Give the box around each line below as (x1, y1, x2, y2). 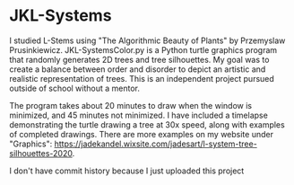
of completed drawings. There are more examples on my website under (9, 128, 273, 139)
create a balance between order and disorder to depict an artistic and (9, 64, 266, 75)
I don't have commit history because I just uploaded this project (9, 165, 245, 176)
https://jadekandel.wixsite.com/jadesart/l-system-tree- (54, 138, 257, 149)
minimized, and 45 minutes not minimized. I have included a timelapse (9, 110, 269, 120)
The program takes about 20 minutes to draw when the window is (9, 100, 253, 110)
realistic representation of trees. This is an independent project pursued (9, 73, 275, 84)
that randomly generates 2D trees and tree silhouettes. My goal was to (9, 54, 270, 65)
